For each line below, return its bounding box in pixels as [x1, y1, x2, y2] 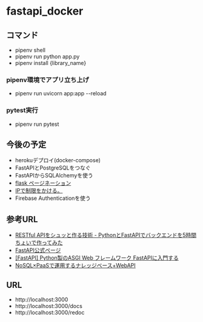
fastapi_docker [6, 4, 84, 18]
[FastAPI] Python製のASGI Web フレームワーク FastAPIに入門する [15, 254, 179, 262]
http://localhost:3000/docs [15, 303, 83, 310]
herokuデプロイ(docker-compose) [15, 157, 101, 164]
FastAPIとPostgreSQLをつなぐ [15, 164, 91, 171]
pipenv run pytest [15, 120, 59, 128]
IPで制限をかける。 [15, 187, 63, 194]
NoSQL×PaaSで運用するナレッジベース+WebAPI [15, 262, 136, 269]
